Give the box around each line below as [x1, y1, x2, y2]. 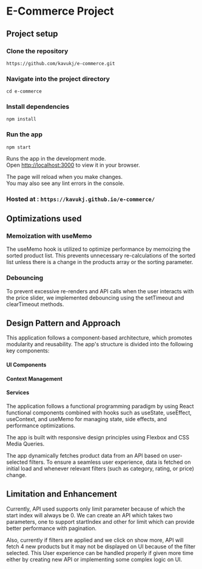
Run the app [6, 130, 42, 139]
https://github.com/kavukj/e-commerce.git [6, 60, 115, 66]
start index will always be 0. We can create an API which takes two [6, 511, 173, 518]
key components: [6, 347, 50, 354]
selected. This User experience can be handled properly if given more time [6, 549, 194, 556]
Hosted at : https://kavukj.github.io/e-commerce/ [6, 195, 155, 203]
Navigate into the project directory [6, 74, 110, 83]
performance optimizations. [6, 422, 76, 429]
